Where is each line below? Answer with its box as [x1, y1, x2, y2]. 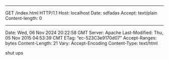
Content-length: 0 [5, 15, 42, 21]
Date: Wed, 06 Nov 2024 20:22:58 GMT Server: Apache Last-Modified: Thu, [5, 29, 163, 35]
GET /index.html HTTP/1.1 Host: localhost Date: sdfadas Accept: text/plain [5, 10, 157, 15]
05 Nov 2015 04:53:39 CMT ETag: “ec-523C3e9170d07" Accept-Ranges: [5, 35, 157, 40]
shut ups [5, 50, 24, 55]
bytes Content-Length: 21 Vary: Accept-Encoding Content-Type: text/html [5, 40, 158, 46]
